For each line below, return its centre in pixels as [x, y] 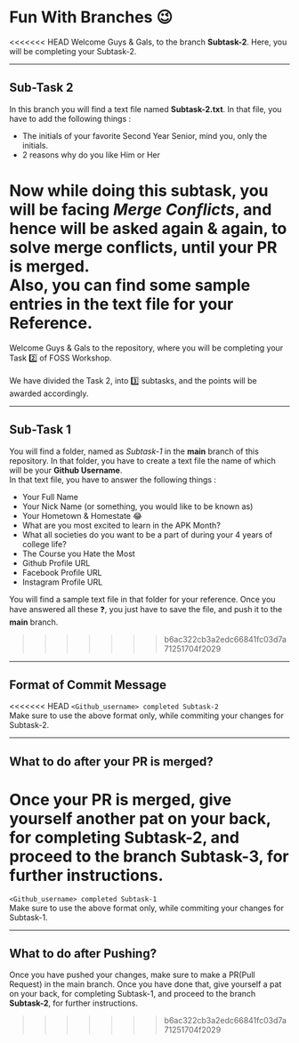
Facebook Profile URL [62, 572]
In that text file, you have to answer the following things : [113, 480]
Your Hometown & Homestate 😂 [82, 515]
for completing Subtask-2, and [125, 837]
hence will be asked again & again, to [148, 228]
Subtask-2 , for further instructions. [74, 1003]
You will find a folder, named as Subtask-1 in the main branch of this [134, 451]
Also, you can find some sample [130, 285]
